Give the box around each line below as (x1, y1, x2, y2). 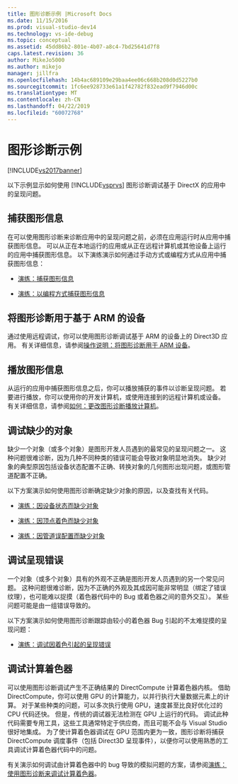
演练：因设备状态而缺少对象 (17, 501, 99, 509)
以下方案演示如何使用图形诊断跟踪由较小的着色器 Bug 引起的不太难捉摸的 (7, 616, 221, 624)
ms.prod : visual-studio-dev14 (7, 23, 97, 31)
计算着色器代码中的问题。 (25, 745, 101, 753)
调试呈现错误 (7, 554, 64, 566)
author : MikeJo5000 (7, 57, 65, 64)
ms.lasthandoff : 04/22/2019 (7, 103, 91, 110)
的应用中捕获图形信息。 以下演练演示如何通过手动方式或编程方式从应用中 (7, 250, 220, 259)
